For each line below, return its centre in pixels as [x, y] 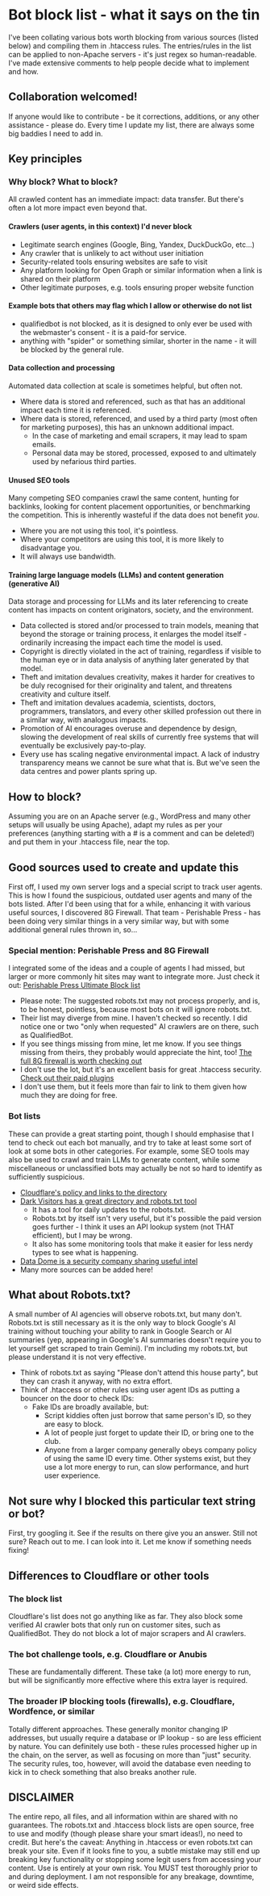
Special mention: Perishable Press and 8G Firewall [109, 950]
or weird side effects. [44, 1886]
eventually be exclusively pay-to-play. [83, 746]
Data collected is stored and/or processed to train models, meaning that [139, 626]
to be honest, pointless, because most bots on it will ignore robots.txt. [136, 1010]
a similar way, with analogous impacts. [84, 720]
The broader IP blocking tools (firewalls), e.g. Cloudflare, [122, 1701]
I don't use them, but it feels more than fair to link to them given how [133, 1086]
